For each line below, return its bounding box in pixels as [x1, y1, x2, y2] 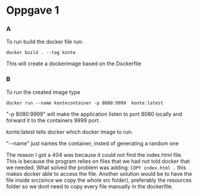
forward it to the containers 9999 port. [6, 116, 100, 124]
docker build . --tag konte [6, 50, 76, 56]
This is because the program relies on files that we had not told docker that [6, 157, 190, 165]
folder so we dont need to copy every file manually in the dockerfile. [6, 182, 174, 190]
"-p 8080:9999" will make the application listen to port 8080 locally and [6, 110, 183, 118]
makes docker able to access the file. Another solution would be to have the [6, 170, 192, 177]
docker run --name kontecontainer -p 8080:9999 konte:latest [6, 100, 164, 106]
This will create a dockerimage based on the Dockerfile [6, 60, 142, 67]
